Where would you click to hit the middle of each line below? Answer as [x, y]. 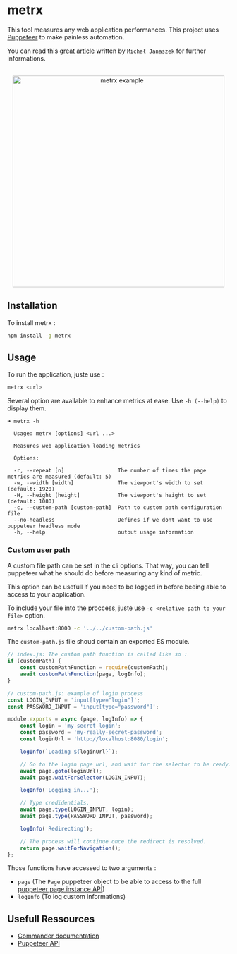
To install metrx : [31, 322]
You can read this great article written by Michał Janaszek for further [107, 51]
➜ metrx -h [23, 422]
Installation [32, 306]
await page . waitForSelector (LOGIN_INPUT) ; [83, 778]
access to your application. [47, 594]
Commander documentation [59, 936]
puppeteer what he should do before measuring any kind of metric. [105, 573]
